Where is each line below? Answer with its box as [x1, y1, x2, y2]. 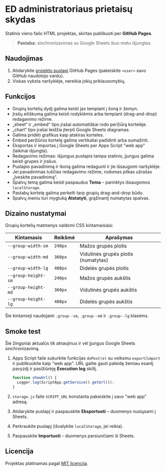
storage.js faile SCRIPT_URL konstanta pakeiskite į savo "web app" [12, 393, 147, 399]
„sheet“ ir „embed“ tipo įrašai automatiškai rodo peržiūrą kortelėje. [12, 121, 147, 127]
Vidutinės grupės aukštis [80, 286, 137, 293]
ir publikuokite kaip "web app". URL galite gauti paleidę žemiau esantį [12, 361, 154, 366]
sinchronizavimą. [5, 346, 40, 352]
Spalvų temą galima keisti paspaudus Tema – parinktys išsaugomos [12, 179, 151, 185]
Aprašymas [105, 234, 133, 241]
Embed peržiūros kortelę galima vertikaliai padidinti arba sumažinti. [12, 137, 149, 143]
